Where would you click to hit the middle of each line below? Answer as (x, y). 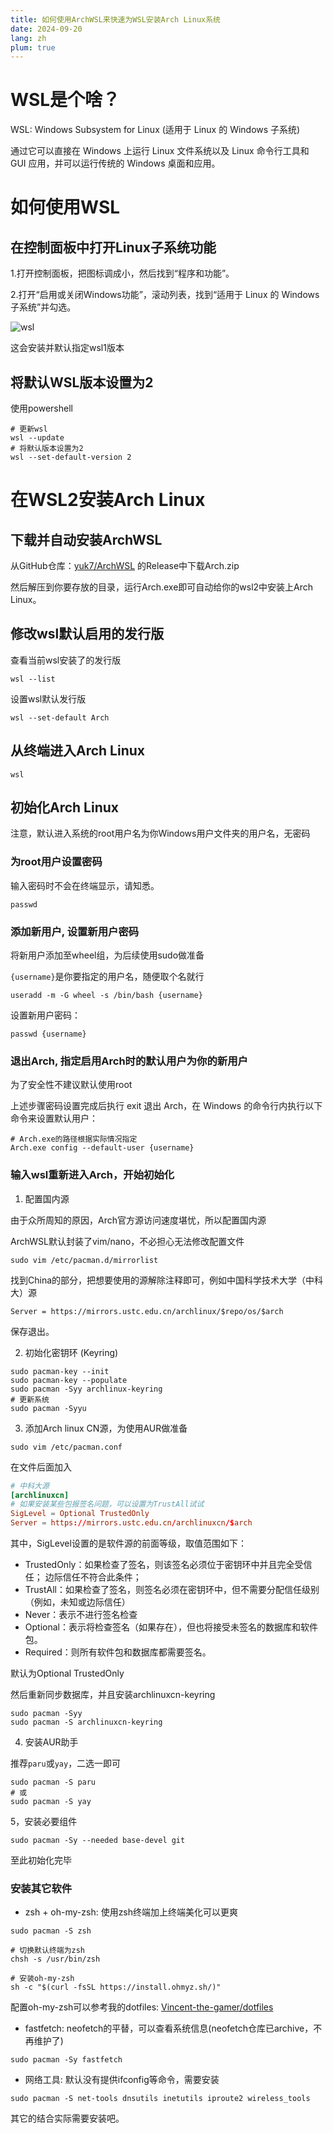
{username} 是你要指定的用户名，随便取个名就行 (107, 977)
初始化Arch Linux (65, 807)
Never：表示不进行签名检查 (81, 1614)
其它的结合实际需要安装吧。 (67, 2118)
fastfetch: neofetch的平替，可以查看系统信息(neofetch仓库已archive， (169, 2028)
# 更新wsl (29, 429)
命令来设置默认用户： (54, 1118)
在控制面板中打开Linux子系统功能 (113, 247)
